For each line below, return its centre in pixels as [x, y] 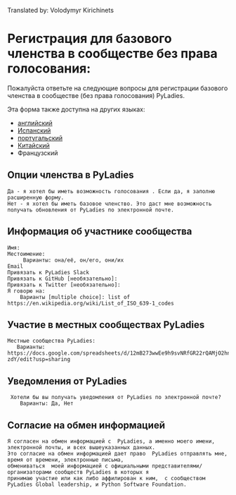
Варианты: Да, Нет [47, 404]
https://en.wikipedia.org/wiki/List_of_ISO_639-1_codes [91, 303]
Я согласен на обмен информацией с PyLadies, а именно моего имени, [111, 441]
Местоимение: [26, 254]
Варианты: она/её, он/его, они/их [73, 260]
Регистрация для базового [90, 39]
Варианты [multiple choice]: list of [75, 297]
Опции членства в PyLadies [71, 175]
